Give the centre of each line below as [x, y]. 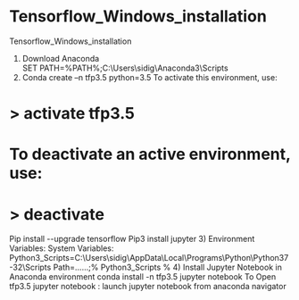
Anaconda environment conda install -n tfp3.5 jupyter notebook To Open [143, 277]
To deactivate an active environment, [150, 154]
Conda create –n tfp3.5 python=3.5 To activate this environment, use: [150, 77]
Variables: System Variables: [62, 248]
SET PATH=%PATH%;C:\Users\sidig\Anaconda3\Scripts [125, 68]
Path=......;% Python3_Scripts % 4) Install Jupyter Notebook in [168, 267]
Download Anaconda [61, 58]
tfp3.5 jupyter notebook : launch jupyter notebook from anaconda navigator [148, 287]
